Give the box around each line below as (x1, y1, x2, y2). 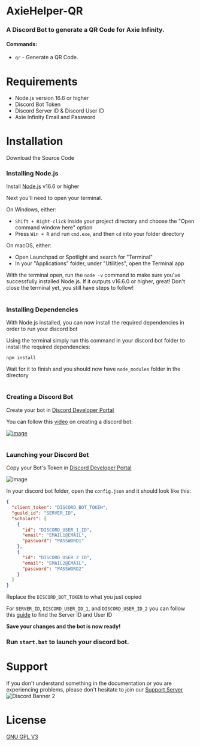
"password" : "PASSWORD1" (22, 538, 84, 544)
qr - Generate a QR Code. (14, 54, 78, 61)
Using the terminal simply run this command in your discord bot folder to (6, 337, 186, 344)
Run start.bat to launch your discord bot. (6, 638, 130, 646)
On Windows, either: (6, 206, 57, 213)
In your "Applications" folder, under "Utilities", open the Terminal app (14, 260, 184, 267)
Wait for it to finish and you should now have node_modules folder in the (6, 365, 181, 372)
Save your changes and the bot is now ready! (6, 623, 121, 630)
